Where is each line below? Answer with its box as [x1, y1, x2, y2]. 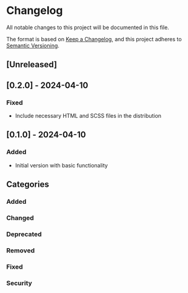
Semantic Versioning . [6, 42, 59, 49]
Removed [6, 246, 35, 255]
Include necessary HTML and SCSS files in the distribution [15, 112, 162, 120]
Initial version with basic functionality [15, 161, 108, 169]
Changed [6, 214, 35, 222]
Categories [6, 180, 50, 190]
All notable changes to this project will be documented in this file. [6, 24, 170, 31]
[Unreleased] [6, 59, 58, 70]
